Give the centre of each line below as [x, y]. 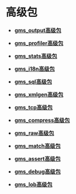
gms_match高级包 [37, 146]
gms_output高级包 [38, 30]
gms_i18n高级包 [34, 69]
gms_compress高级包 [42, 120]
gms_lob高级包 [33, 184]
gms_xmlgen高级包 [39, 94]
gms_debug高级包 [37, 171]
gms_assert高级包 [37, 158]
